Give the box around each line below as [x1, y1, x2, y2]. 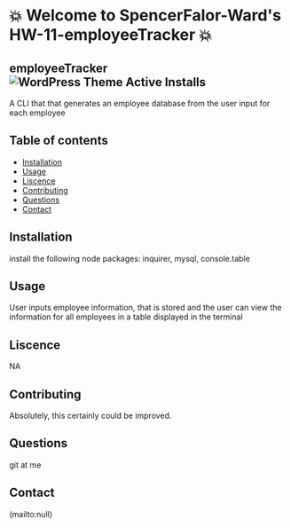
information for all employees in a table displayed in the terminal [9, 311, 243, 322]
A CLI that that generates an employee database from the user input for [9, 99, 271, 108]
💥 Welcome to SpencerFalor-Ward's [9, 5, 282, 26]
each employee [9, 107, 66, 118]
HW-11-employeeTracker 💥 [9, 25, 213, 45]
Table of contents [9, 133, 108, 148]
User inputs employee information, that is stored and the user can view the [9, 303, 282, 313]
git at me [9, 459, 42, 470]
